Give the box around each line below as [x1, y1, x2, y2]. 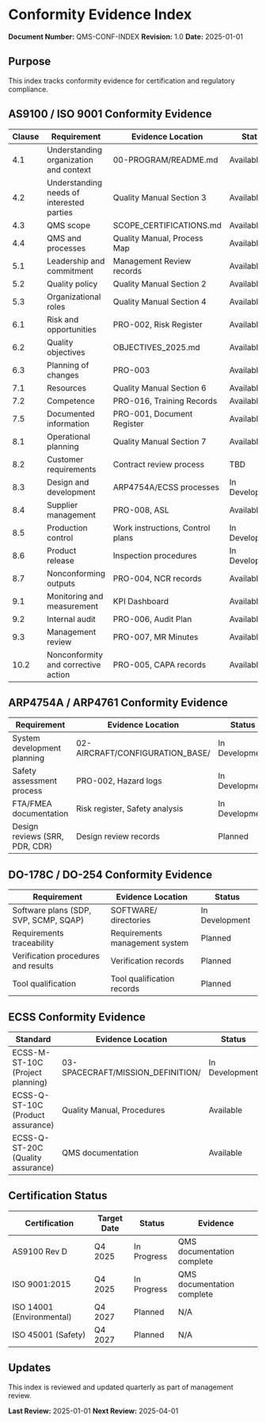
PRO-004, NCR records [112, 573, 202, 584]
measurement [46, 601, 99, 612]
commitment [46, 265, 93, 276]
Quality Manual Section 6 [112, 382, 207, 394]
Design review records [76, 831, 160, 842]
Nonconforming [46, 567, 105, 578]
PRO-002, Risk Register [112, 319, 203, 330]
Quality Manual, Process [112, 233, 203, 244]
